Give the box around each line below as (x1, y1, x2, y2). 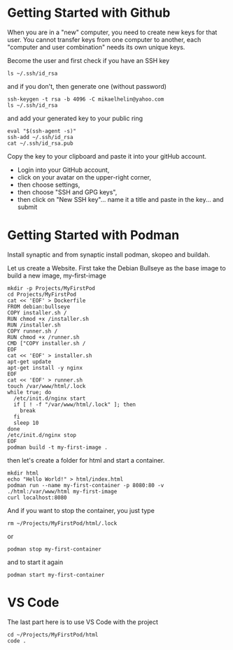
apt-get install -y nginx (7, 364, 83, 371)
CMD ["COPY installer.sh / (7, 340, 86, 347)
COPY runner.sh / (7, 327, 58, 335)
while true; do (7, 389, 52, 396)
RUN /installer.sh (7, 322, 61, 328)
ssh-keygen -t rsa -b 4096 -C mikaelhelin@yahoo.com (7, 96, 164, 103)
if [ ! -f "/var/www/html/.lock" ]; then (13, 400, 136, 408)
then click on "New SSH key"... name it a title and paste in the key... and (17, 195, 224, 203)
